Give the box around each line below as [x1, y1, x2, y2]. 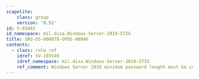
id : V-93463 [6, 25, 36, 31]
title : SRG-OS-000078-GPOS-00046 [6, 36, 89, 42]
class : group [17, 14, 49, 20]
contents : [6, 42, 31, 48]
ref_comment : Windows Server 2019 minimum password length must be [17, 64, 187, 70]
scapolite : [6, 8, 33, 15]
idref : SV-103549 [17, 53, 60, 59]
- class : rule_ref [11, 48, 57, 53]
